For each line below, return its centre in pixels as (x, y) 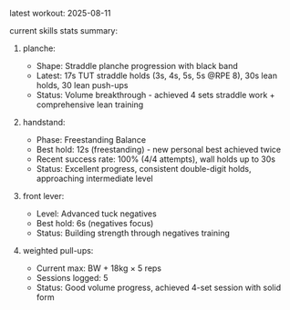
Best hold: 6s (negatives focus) (95, 223)
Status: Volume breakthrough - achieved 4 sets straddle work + (155, 95)
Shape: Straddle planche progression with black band (137, 66)
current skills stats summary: (64, 30)
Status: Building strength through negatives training (133, 233)
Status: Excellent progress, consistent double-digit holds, (144, 169)
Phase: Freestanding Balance (91, 140)
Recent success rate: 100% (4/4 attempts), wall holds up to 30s (156, 159)
